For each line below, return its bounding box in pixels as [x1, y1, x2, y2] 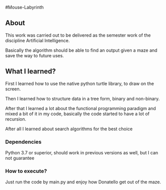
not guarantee [5, 155, 35, 161]
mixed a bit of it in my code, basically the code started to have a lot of [5, 111, 150, 117]
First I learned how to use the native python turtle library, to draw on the [5, 80, 154, 86]
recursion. [5, 116, 27, 122]
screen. [5, 85, 21, 92]
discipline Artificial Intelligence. [5, 37, 70, 43]
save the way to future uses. [5, 52, 64, 58]
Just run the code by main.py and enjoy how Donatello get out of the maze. [5, 179, 161, 185]
